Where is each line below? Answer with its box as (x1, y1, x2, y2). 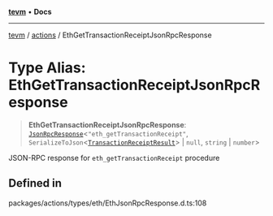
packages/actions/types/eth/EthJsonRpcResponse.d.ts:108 (8, 198, 207, 208)
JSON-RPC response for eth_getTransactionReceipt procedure (8, 153, 220, 162)
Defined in (8, 176, 63, 190)
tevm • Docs (8, 7, 52, 16)
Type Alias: (8, 58, 87, 77)
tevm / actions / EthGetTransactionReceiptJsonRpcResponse (8, 30, 213, 40)
